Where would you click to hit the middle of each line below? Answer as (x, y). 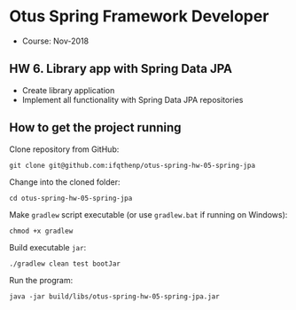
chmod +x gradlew (41, 231)
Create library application (68, 90)
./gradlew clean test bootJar (65, 264)
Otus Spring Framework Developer (139, 16)
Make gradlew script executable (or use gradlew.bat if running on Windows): (148, 214)
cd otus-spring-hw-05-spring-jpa (71, 198)
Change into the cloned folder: (65, 182)
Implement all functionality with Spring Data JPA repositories (132, 99)
